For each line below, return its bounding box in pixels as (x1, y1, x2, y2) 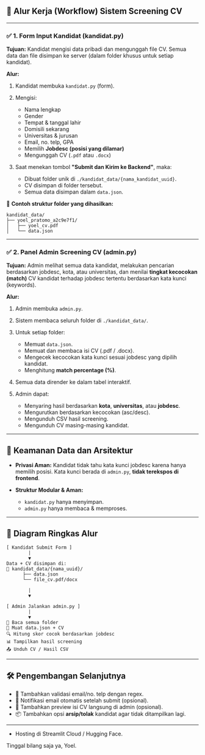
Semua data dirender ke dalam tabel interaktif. (15, 378, 131, 386)
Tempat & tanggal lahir (24, 119, 81, 126)
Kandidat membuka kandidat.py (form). (15, 82, 115, 89)
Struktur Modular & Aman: (15, 486, 84, 494)
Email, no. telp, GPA (24, 138, 74, 146)
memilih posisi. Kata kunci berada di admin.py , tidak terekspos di (15, 468, 179, 475)
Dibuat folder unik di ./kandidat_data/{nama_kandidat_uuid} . (24, 175, 177, 182)
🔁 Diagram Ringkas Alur (6, 528, 98, 539)
